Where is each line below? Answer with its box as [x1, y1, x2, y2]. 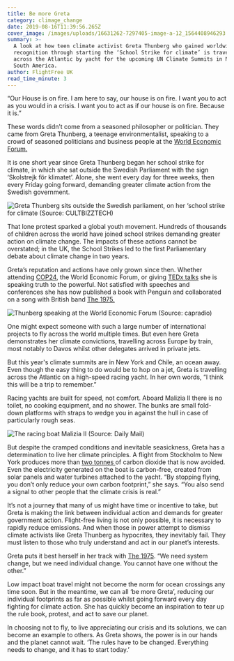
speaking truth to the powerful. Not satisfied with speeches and [7, 281, 190, 289]
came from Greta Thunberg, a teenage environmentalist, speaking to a [7, 130, 209, 138]
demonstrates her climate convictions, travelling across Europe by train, [7, 337, 214, 346]
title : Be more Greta [7, 10, 70, 17]
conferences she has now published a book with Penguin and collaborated [7, 288, 221, 297]
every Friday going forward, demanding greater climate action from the [7, 181, 211, 189]
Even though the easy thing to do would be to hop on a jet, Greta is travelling [7, 366, 227, 374]
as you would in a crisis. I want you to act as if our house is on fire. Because [7, 102, 225, 110]
